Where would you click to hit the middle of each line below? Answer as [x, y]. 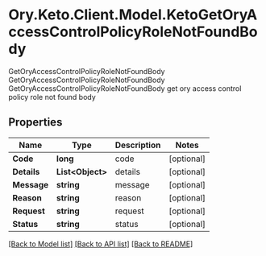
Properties [35, 122]
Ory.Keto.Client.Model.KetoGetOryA [133, 15]
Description [138, 145]
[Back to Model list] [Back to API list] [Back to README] [101, 244]
